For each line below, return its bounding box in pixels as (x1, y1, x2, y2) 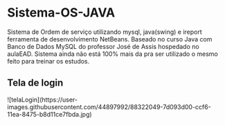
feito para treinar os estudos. (7, 57, 90, 65)
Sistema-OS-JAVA (7, 5, 116, 21)
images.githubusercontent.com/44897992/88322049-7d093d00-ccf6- (7, 102, 211, 111)
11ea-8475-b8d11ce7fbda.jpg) (7, 110, 92, 118)
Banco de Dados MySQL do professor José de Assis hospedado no (7, 42, 199, 50)
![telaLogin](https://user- (7, 95, 78, 104)
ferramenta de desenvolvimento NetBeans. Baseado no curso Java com (7, 35, 213, 43)
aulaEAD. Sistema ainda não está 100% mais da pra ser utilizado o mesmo (7, 50, 218, 58)
